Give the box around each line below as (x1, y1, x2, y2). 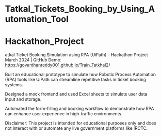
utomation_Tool (5, 14, 69, 25)
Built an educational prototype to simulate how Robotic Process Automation (5, 72, 156, 77)
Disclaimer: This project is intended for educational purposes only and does (5, 120, 157, 126)
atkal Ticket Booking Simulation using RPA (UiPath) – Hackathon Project (5, 52, 148, 58)
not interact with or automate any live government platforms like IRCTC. (5, 125, 148, 131)
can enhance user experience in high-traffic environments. (5, 111, 123, 117)
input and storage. (5, 96, 42, 102)
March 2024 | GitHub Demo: (5, 57, 62, 63)
